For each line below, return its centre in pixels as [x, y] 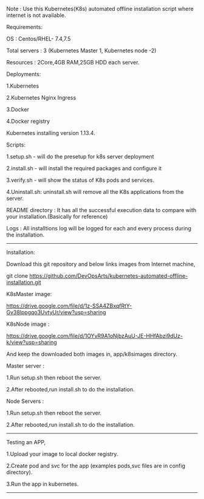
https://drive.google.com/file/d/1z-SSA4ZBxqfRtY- [69, 306]
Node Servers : [25, 401]
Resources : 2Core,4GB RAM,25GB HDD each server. [73, 62]
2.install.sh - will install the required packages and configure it [84, 168]
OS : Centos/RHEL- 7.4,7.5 [39, 39]
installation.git [24, 282]
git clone [17, 276]
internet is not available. [36, 15]
